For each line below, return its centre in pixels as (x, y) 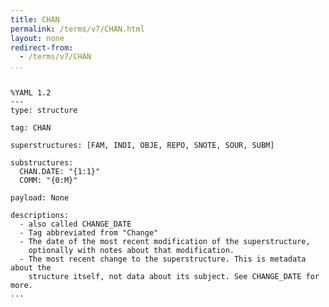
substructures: (42, 163)
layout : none (37, 38)
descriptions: (40, 216)
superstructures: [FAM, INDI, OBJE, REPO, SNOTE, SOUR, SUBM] (142, 146)
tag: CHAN (31, 128)
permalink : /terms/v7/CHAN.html (77, 29)
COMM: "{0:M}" (48, 181)
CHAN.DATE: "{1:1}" (60, 172)
